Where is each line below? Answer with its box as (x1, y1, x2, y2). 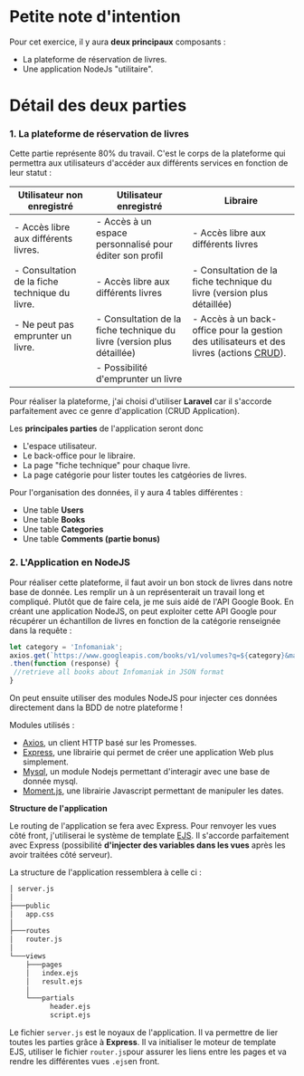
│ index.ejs (25, 968, 79, 977)
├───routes (9, 927, 51, 936)
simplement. (22, 756, 70, 767)
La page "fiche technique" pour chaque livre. (22, 460, 191, 471)
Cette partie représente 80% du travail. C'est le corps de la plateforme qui (9, 148, 286, 159)
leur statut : (9, 168, 52, 178)
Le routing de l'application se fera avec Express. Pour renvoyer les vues (9, 821, 277, 831)
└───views (9, 952, 47, 961)
